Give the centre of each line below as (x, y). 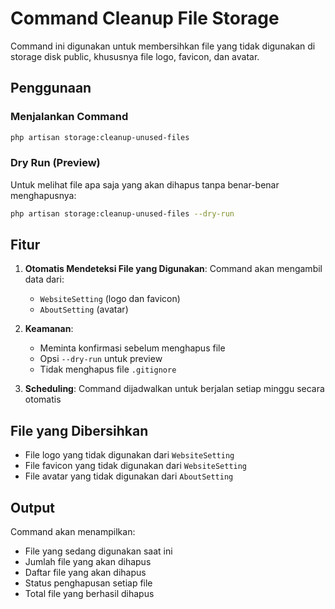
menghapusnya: (43, 195)
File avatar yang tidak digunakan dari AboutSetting (129, 476)
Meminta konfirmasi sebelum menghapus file (132, 348)
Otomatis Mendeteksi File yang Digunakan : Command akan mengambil (173, 269)
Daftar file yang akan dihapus (85, 573)
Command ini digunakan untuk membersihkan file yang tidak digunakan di (163, 46)
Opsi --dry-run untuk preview (101, 359)
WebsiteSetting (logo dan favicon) (110, 299)
